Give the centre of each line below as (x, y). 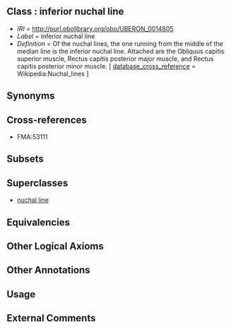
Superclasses (37, 183)
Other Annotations (48, 270)
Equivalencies (38, 222)
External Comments (51, 318)
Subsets (25, 159)
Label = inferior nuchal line (56, 36)
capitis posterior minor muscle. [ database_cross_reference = (106, 66)
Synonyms (31, 96)
